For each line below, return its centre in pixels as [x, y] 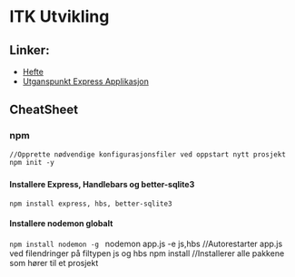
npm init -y [32, 162]
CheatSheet [44, 110]
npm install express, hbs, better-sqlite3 [91, 204]
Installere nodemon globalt [61, 224]
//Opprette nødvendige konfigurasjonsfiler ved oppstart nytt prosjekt [147, 154]
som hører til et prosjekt [54, 263]
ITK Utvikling [59, 17]
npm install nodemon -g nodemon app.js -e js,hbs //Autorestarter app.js [146, 244]
